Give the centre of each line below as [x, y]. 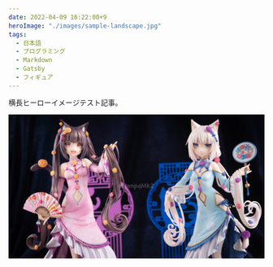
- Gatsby [30, 69]
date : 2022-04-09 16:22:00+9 [58, 17]
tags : [17, 34]
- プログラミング [41, 52]
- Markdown [34, 60]
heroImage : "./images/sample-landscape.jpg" [85, 26]
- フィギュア [35, 77]
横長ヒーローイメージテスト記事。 [65, 103]
